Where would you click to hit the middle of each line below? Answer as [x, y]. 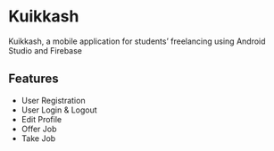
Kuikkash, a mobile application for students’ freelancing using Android [137, 41]
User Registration [53, 100]
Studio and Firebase [45, 50]
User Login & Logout [59, 110]
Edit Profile [42, 119]
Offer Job [39, 129]
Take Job [38, 138]
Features [33, 79]
